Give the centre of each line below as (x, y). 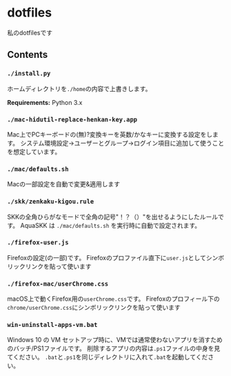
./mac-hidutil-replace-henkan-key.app (72, 119)
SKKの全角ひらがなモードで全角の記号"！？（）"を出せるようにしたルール (113, 217)
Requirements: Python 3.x (45, 102)
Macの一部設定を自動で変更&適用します (64, 184)
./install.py (29, 73)
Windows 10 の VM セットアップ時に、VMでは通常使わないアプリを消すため (115, 340)
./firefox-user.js (38, 243)
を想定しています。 (34, 151)
